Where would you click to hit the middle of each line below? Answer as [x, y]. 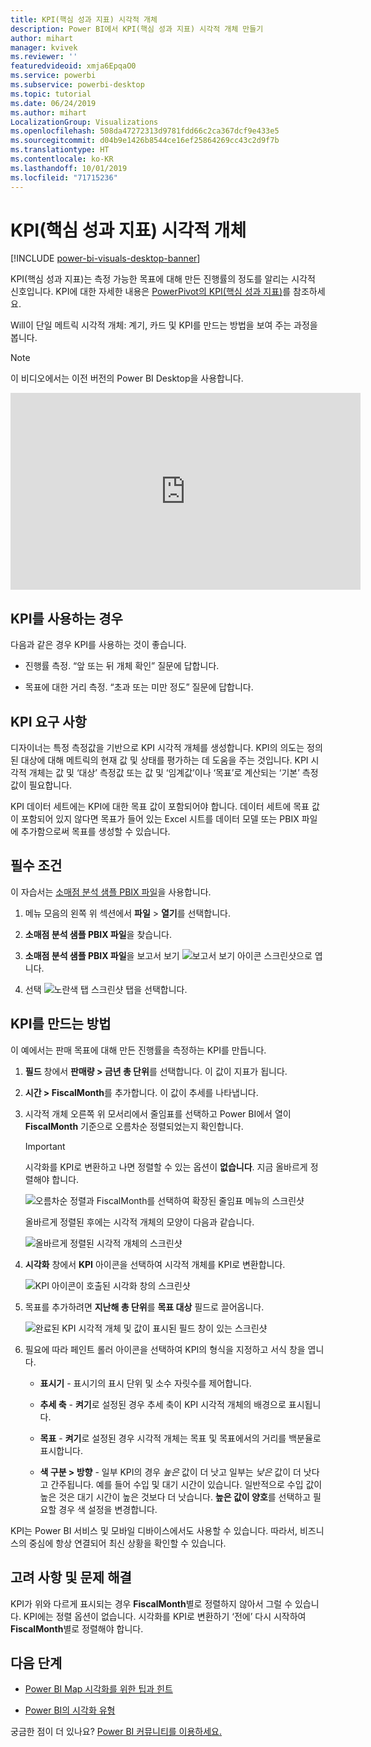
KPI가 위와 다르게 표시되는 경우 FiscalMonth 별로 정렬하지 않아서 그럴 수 [151, 1603]
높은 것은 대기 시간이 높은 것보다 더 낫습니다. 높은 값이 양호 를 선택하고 [175, 1497]
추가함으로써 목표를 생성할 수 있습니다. [95, 832]
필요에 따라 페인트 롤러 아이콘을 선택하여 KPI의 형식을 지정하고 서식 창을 [165, 1349]
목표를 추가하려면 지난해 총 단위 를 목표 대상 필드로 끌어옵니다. [144, 1307]
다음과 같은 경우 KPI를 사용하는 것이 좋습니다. [98, 645]
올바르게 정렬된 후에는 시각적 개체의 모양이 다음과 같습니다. [139, 1222]
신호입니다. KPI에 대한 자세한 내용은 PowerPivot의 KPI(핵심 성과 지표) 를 [151, 292]
